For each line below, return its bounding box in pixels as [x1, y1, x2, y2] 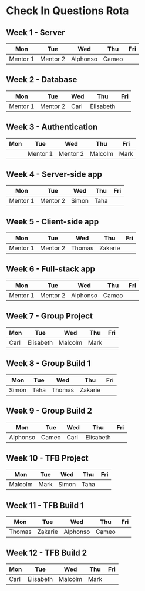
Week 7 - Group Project [6, 311, 93, 321]
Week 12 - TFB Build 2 [6, 548, 87, 558]
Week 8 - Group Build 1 [6, 358, 91, 368]
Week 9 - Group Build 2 [6, 406, 93, 416]
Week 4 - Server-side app [6, 169, 103, 180]
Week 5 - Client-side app [6, 216, 99, 227]
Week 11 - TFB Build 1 [6, 501, 84, 511]
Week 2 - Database [6, 75, 77, 85]
